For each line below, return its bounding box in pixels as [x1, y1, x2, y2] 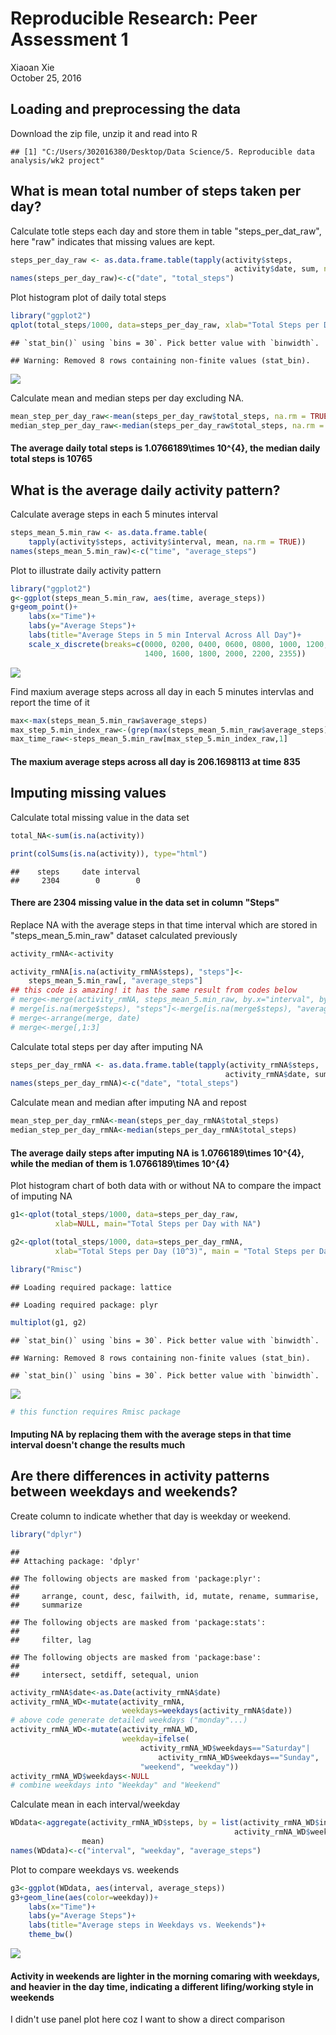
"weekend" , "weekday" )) [139, 1762, 240, 1772]
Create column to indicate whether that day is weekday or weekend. [10, 1510, 292, 1522]
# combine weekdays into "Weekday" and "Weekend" [10, 1780, 222, 1791]
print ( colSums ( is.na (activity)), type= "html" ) [10, 848, 208, 859]
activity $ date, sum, [233, 264, 320, 274]
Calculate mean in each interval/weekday [10, 1798, 181, 1811]
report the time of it [10, 696, 90, 708]
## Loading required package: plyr [10, 1300, 159, 1310]
